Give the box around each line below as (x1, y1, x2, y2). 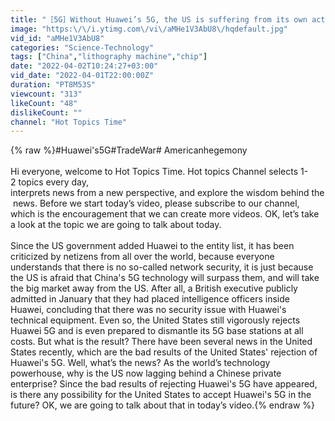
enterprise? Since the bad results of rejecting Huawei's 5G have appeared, (10, 378, 318, 390)
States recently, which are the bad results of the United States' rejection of (10, 346, 318, 358)
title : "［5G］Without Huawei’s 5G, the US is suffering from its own (10, 14, 308, 25)
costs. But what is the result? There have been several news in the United (10, 336, 313, 348)
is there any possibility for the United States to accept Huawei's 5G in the (10, 389, 312, 401)
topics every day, (18, 176, 90, 188)
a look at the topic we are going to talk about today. (10, 219, 222, 231)
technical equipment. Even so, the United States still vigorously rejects (10, 314, 301, 326)
